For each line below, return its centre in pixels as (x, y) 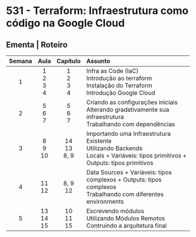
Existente (99, 141)
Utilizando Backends (115, 148)
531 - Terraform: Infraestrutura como (97, 11)
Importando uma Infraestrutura (129, 134)
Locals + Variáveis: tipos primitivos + (136, 156)
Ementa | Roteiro (37, 45)
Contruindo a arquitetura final (127, 226)
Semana (21, 61)
